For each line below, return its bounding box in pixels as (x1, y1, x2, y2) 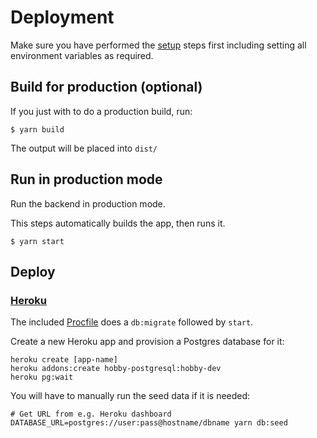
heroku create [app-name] (10, 355, 118, 365)
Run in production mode (10, 171, 163, 188)
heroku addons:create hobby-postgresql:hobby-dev (10, 364, 222, 374)
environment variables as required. (10, 49, 154, 61)
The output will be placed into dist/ (10, 142, 158, 154)
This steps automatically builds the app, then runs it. (10, 217, 226, 229)
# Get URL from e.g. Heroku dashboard (10, 409, 172, 420)
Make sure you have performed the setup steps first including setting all (10, 39, 307, 51)
